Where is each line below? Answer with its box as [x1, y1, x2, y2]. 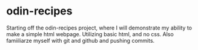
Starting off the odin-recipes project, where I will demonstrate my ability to [6, 24, 193, 31]
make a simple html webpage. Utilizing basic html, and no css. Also [6, 30, 174, 37]
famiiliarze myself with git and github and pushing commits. [6, 37, 155, 44]
